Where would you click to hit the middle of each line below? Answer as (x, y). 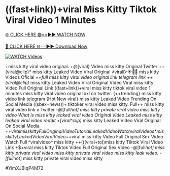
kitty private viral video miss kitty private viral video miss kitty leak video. (82, 153)
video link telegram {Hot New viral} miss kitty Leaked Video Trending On (81, 99)
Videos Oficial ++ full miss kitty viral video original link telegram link (76, 77)
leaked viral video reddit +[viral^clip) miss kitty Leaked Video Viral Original (83, 120)
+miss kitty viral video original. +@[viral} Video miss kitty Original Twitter (81, 66)
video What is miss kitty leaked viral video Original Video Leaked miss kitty (84, 115)
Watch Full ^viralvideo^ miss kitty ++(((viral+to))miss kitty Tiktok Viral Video (84, 142)
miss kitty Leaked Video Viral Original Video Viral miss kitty (92, 82)
